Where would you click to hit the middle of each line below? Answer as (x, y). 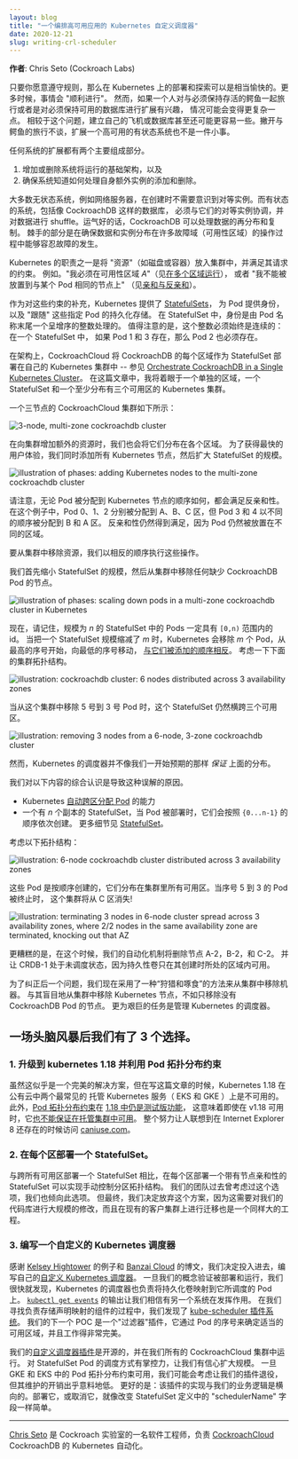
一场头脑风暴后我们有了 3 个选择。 (103, 1036)
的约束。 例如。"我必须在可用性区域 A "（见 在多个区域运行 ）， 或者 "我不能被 (148, 274)
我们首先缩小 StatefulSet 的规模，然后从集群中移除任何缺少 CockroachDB (143, 572)
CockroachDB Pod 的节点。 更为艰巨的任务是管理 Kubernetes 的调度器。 (142, 1006)
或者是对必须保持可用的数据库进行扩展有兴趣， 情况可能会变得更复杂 (142, 110)
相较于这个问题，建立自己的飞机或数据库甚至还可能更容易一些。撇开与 (155, 121)
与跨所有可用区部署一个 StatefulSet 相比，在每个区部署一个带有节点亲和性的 (148, 1176)
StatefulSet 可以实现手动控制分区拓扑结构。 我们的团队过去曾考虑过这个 (141, 1187)
